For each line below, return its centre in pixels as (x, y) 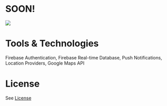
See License (18, 98)
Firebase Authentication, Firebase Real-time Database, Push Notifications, (84, 57)
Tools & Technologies (52, 44)
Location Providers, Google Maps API (45, 63)
